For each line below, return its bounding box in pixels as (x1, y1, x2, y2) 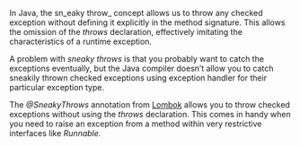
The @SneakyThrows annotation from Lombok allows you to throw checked (9, 99, 290, 110)
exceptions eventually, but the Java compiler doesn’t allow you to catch (9, 63, 274, 73)
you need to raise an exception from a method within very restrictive (9, 118, 262, 129)
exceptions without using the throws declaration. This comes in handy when (9, 109, 291, 119)
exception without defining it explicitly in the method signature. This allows (9, 17, 286, 28)
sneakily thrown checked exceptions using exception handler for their (9, 73, 268, 83)
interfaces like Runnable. (9, 128, 101, 138)
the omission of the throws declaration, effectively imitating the (9, 27, 243, 37)
